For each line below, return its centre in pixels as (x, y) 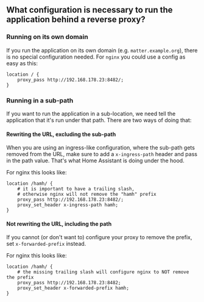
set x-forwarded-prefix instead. (46, 244)
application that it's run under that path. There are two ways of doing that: (99, 120)
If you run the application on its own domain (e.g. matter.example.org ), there (102, 50)
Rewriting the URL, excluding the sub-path (61, 134)
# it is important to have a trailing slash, (76, 189)
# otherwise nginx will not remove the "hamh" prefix (87, 195)
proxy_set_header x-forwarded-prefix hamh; (73, 288)
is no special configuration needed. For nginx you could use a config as (96, 57)
